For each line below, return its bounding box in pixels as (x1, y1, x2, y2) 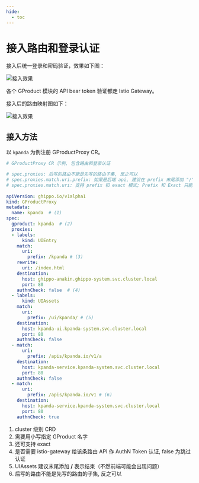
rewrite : (17, 259, 38, 266)
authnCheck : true (17, 414, 60, 420)
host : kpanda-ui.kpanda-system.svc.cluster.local (21, 326, 147, 332)
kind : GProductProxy (6, 199, 57, 205)
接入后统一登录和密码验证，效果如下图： (6, 62, 105, 69)
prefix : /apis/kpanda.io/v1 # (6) (27, 392, 113, 398)
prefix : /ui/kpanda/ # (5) (27, 314, 94, 320)
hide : (6, 8, 20, 15)
